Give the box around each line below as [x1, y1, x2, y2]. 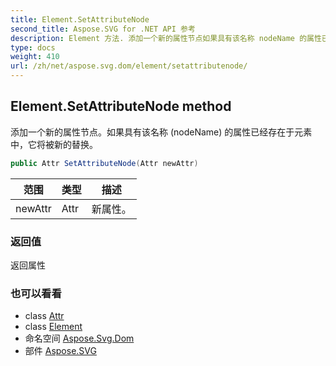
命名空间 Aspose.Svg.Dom [24, 332, 135, 345]
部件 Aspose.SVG [24, 345, 97, 357]
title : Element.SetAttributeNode [10, 14, 150, 25]
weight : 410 [10, 52, 60, 62]
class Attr [24, 310, 65, 322]
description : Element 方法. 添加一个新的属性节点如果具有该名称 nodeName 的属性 [10, 33, 322, 43]
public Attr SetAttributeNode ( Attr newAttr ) [10, 158, 199, 168]
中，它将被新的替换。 [10, 138, 98, 150]
